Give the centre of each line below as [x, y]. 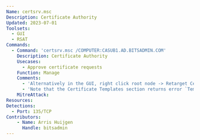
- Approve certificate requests [62, 67]
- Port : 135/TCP [32, 111]
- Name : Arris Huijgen [45, 123]
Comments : [29, 78]
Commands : [18, 45]
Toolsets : [18, 28]
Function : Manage [38, 73]
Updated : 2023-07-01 [32, 23]
